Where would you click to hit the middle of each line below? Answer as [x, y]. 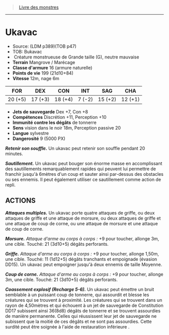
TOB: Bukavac [27, 51]
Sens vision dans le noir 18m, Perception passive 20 [67, 127]
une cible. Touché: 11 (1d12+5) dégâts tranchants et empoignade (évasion [81, 259]
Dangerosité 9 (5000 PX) [39, 139]
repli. [11, 185]
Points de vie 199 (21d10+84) [43, 73]
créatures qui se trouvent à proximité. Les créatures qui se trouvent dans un [84, 300]
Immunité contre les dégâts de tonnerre [54, 122]
